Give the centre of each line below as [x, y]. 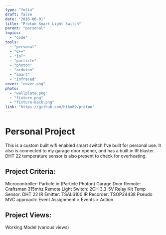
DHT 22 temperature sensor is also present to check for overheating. [76, 156]
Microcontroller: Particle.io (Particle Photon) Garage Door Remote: [73, 183]
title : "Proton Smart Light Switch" [43, 24]
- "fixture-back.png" [32, 103]
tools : [12, 42]
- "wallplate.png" [29, 93]
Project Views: [28, 215]
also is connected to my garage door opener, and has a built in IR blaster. [80, 150]
